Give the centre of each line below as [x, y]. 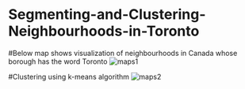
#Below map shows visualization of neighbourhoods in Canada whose [123, 53]
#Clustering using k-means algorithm [69, 76]
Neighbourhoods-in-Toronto [104, 31]
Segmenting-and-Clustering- [107, 15]
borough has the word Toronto [58, 61]
